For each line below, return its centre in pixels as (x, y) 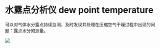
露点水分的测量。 (31, 30)
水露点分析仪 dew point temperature (79, 10)
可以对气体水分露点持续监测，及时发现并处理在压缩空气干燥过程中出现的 (78, 24)
